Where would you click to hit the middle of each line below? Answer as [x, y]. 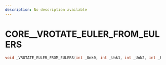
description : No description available [46, 10]
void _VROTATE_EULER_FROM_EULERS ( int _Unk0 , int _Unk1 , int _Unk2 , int [80, 58]
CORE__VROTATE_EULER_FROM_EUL [83, 34]
